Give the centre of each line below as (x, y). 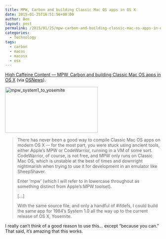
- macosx (19, 56)
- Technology (23, 38)
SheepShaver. (31, 171)
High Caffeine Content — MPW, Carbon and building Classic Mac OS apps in (83, 75)
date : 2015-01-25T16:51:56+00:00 (40, 14)
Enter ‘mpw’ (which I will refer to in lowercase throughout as (78, 181)
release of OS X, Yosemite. (44, 216)
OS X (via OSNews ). (25, 80)
